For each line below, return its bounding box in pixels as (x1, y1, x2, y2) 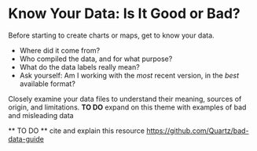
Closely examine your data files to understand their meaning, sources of (8, 94, 242, 103)
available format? (19, 79, 76, 88)
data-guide (8, 134, 45, 143)
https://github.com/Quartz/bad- (146, 126, 249, 135)
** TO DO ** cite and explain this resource (8, 126, 145, 135)
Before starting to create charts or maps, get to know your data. (8, 31, 215, 40)
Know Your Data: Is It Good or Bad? (8, 5, 241, 23)
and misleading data (8, 110, 74, 120)
